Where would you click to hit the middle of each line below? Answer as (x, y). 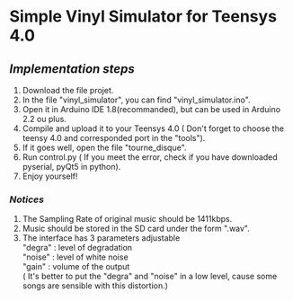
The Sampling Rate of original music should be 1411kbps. (127, 219)
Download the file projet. (68, 90)
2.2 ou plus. (44, 119)
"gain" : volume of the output (76, 267)
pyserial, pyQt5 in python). (71, 167)
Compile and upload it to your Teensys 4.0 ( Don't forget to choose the (153, 128)
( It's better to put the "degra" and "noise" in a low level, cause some (150, 277)
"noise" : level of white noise (75, 257)
